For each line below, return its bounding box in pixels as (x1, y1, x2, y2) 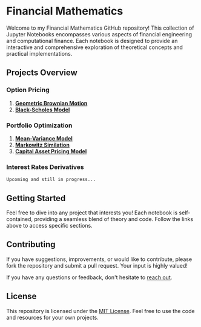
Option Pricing (6, 86, 50, 94)
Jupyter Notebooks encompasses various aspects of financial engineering (6, 30, 193, 38)
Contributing (6, 239, 56, 249)
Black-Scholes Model (15, 106, 70, 113)
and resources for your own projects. (6, 314, 99, 321)
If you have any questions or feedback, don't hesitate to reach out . (6, 274, 173, 281)
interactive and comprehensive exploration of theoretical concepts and (6, 44, 183, 51)
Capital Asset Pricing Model (15, 147, 87, 155)
